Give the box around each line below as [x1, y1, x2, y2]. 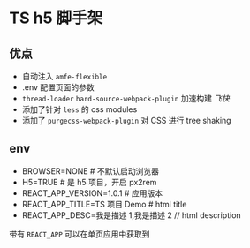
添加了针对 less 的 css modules [21, 104, 138, 115]
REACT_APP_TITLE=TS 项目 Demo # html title [21, 199, 187, 209]
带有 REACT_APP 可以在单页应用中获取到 [9, 229, 150, 239]
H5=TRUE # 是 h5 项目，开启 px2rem [21, 177, 157, 187]
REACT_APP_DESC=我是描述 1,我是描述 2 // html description [21, 209, 241, 221]
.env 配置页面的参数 [21, 82, 95, 93]
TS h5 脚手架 [9, 8, 103, 28]
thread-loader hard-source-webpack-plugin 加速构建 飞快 [21, 94, 230, 103]
